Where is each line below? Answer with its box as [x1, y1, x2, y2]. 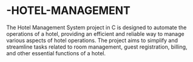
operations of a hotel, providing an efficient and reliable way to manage [6, 30, 185, 37]
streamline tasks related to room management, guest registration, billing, [6, 43, 188, 50]
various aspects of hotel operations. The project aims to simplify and [6, 36, 178, 44]
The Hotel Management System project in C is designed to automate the [6, 24, 187, 31]
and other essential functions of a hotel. [6, 49, 106, 57]
